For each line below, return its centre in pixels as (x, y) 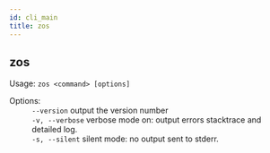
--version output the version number (100, 110)
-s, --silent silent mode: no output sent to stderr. (126, 139)
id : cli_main (34, 17)
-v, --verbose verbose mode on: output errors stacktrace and (147, 120)
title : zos (30, 26)
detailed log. (55, 130)
